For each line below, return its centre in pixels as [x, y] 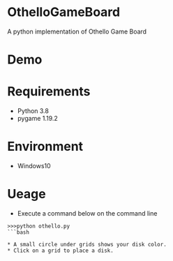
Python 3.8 [33, 111]
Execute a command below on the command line [87, 213]
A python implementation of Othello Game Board [77, 31]
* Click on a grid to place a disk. [60, 251]
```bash [18, 232]
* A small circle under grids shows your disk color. [87, 244]
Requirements [49, 92]
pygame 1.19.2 [37, 119]
